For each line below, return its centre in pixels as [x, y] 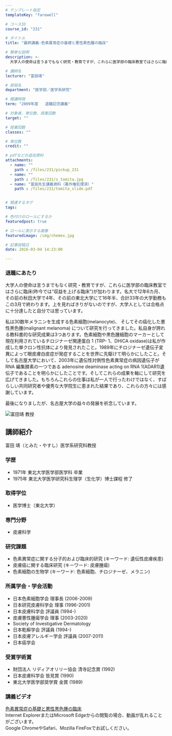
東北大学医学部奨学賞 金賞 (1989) [48, 682]
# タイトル [15, 38]
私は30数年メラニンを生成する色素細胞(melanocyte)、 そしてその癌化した [83, 322]
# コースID [16, 24]
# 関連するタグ [19, 203]
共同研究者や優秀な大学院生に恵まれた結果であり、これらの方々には [90, 386]
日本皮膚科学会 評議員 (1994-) [44, 611]
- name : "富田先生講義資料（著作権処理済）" [52, 184]
